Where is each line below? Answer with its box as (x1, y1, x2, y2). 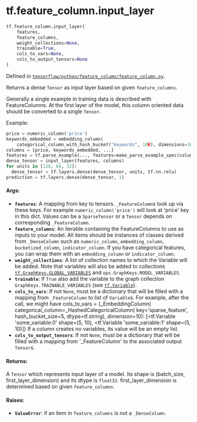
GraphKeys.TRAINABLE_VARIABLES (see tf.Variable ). (14, 281, 137, 289)
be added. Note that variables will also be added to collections (14, 263, 165, 270)
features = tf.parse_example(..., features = (6, 152, 117, 158)
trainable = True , (16, 45, 57, 51)
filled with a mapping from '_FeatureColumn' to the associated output (14, 338, 182, 345)
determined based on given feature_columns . (6, 383, 116, 390)
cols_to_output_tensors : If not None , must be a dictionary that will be (14, 331, 181, 339)
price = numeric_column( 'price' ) (6, 131, 88, 137)
